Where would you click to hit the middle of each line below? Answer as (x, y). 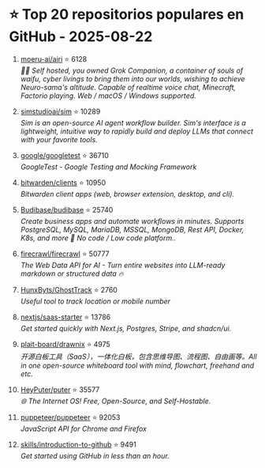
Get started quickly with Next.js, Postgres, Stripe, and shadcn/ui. (126, 328)
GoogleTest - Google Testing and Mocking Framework (108, 167)
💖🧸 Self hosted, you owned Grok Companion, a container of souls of (132, 70)
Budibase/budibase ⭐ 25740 (67, 209)
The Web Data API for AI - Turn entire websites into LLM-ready (123, 265)
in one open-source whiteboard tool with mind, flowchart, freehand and (137, 365)
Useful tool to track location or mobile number (95, 301)
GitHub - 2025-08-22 (81, 37)
